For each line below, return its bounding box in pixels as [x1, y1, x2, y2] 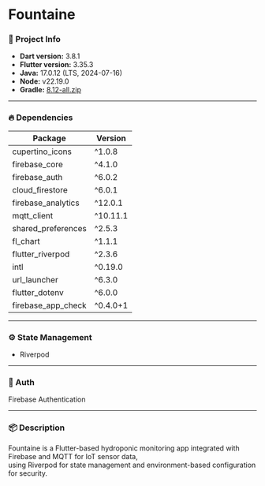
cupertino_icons [12, 146, 73, 157]
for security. [8, 468, 48, 478]
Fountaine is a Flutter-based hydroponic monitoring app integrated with [8, 443, 241, 453]
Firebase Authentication [8, 394, 86, 404]
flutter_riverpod [12, 249, 70, 260]
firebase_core [12, 159, 63, 170]
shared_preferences [12, 222, 87, 234]
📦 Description [8, 422, 65, 433]
